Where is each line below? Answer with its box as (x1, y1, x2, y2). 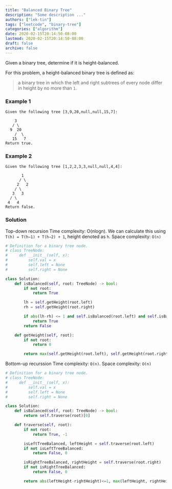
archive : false (5, 46, 38, 51)
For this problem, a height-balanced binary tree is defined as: (5, 70, 135, 76)
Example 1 (5, 98, 31, 105)
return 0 (32, 342, 52, 347)
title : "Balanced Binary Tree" (5, 7, 72, 13)
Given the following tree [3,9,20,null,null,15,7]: (5, 109, 118, 114)
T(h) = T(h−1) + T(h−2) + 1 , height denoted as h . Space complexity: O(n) (5, 233, 161, 240)
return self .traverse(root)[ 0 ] (24, 413, 91, 418)
